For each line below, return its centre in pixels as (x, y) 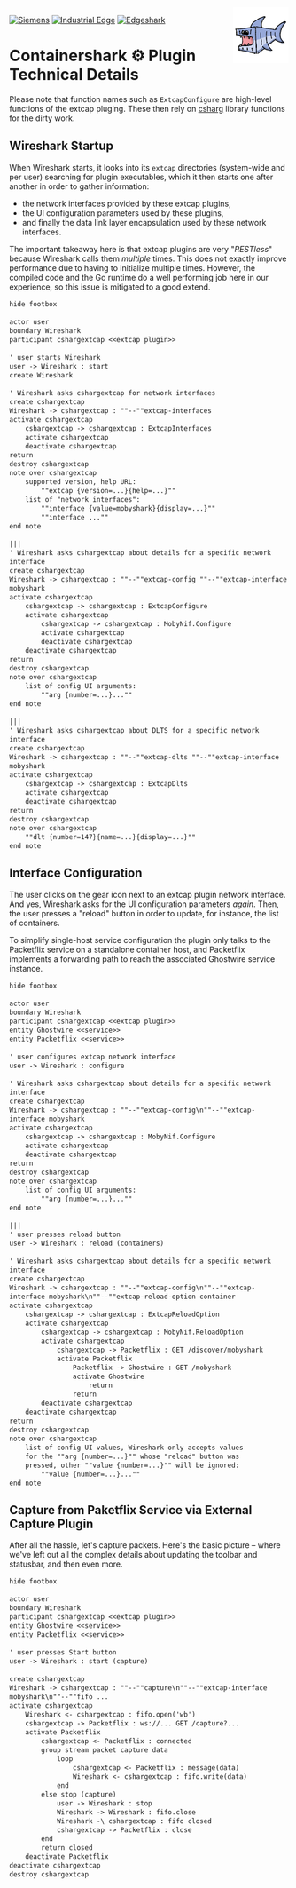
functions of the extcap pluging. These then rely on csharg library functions (147, 108)
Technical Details (74, 75)
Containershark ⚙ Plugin (103, 56)
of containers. (35, 923)
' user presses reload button (65, 1234)
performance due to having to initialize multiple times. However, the (132, 267)
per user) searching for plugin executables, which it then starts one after (141, 177)
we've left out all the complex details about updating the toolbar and (133, 1555)
